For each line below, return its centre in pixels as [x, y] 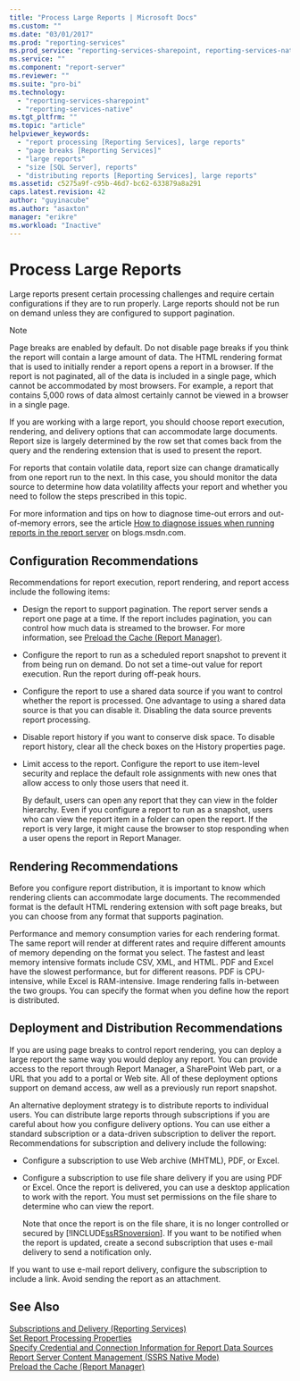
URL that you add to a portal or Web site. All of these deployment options [144, 1078]
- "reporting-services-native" [75, 109]
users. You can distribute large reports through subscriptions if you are [140, 1115]
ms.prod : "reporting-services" [67, 42]
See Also [34, 1307]
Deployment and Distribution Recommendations [146, 1028]
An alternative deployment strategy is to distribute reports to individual [139, 1105]
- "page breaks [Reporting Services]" [90, 150]
